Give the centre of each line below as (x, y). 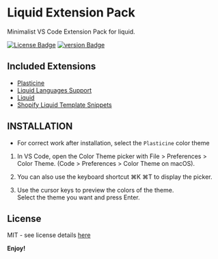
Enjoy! (16, 249)
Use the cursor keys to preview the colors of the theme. (95, 190)
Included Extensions (52, 66)
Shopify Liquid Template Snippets (64, 105)
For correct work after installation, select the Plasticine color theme (113, 143)
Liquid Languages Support (54, 90)
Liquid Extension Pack (71, 13)
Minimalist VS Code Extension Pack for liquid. (71, 32)
